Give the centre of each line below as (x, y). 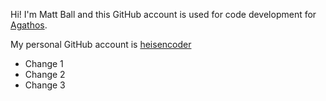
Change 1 (44, 63)
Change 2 (45, 74)
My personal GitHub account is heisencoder (101, 44)
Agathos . (29, 25)
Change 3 (45, 85)
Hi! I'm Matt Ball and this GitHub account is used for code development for (163, 14)
